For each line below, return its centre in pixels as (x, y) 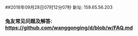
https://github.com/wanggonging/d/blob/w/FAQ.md (69, 28)
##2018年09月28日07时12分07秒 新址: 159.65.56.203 (59, 7)
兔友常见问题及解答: (29, 21)
